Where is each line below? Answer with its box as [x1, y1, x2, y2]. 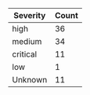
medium [12, 36, 42, 46]
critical [12, 49, 38, 60]
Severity [13, 10, 46, 20]
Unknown [12, 75, 48, 85]
